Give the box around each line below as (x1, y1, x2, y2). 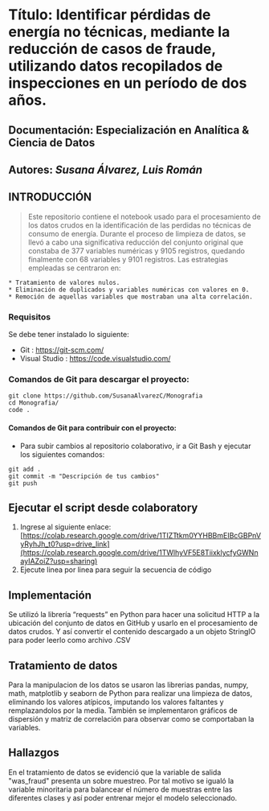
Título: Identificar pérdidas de (8, 6, 211, 24)
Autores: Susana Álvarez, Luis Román (8, 163, 203, 176)
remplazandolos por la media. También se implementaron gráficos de (8, 706, 238, 715)
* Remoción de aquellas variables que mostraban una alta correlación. (8, 292, 253, 301)
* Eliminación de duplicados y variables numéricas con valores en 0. (8, 286, 250, 294)
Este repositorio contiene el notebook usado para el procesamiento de (27, 212, 261, 221)
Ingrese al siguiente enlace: (19, 522, 112, 532)
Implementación (8, 588, 92, 602)
